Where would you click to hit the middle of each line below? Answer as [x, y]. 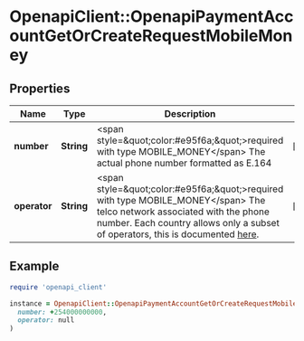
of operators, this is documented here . [178, 234]
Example [34, 266]
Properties [40, 88]
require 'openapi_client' [58, 287]
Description [190, 114]
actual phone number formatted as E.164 [184, 163]
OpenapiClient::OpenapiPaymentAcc [152, 17]
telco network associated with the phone [183, 212]
